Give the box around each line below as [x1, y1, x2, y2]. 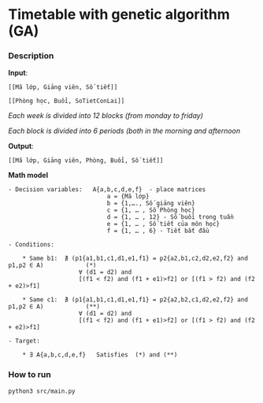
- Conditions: [8, 241, 55, 249]
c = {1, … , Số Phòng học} [106, 206, 195, 214]
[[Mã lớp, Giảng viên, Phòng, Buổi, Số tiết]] [8, 157, 164, 165]
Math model [8, 171, 49, 180]
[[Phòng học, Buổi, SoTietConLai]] [8, 97, 125, 105]
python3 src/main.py [8, 387, 76, 395]
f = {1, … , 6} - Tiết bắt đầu [106, 227, 210, 235]
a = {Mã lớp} [106, 193, 150, 201]
